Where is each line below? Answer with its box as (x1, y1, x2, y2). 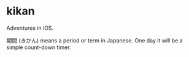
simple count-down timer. (6, 44, 71, 51)
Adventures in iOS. (6, 24, 54, 32)
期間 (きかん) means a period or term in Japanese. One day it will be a (6, 36, 183, 44)
